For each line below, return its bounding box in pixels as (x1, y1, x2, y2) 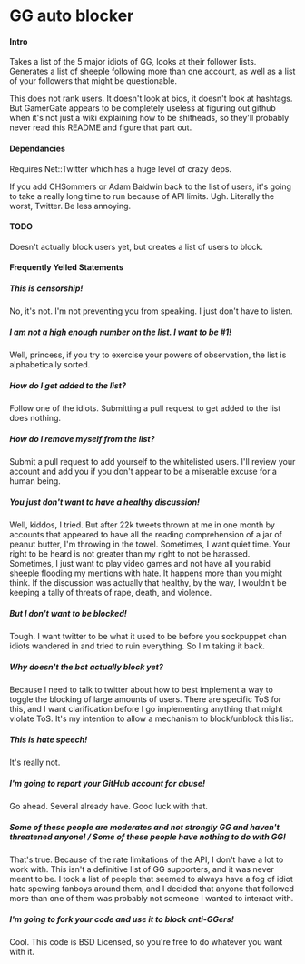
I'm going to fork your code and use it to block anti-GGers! (9, 913, 234, 924)
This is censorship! (9, 283, 84, 294)
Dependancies (9, 143, 66, 154)
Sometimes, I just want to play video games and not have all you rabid (9, 558, 271, 569)
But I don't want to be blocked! (9, 608, 127, 618)
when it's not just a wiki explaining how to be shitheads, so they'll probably (9, 113, 290, 124)
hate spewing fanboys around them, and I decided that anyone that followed (9, 883, 295, 894)
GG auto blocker (9, 5, 134, 26)
